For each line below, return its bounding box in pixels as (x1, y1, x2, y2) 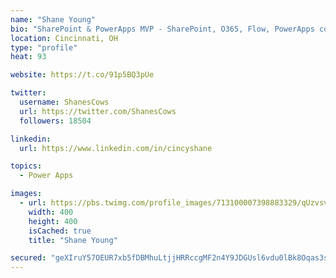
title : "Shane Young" (28, 235, 118, 245)
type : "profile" (10, 42, 78, 53)
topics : (10, 161, 43, 171)
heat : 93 (10, 52, 47, 62)
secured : (10, 253, 47, 263)
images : (10, 189, 43, 199)
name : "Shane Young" (10, 14, 97, 25)
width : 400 (28, 207, 74, 217)
